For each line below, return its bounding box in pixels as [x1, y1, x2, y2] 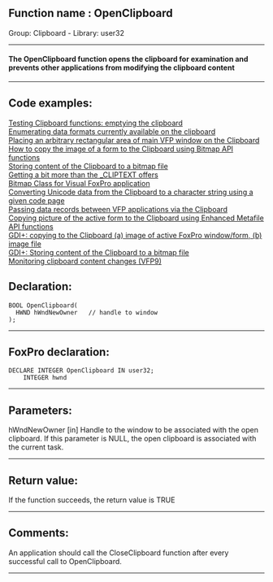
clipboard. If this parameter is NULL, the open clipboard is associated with [8, 434, 257, 444]
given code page [8, 195, 65, 206]
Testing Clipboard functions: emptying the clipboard [8, 118, 183, 128]
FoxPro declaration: [8, 345, 110, 359]
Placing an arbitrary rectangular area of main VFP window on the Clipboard [8, 135, 260, 145]
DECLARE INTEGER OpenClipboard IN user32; [8, 367, 154, 375]
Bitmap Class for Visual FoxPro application [8, 178, 150, 188]
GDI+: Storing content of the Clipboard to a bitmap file [8, 247, 189, 257]
